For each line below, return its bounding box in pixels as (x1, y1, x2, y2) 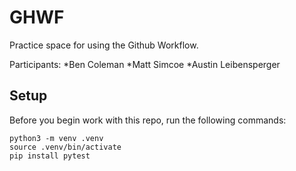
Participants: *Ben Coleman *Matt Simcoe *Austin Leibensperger (9, 58, 281, 70)
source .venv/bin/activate (9, 142, 122, 152)
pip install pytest (9, 151, 91, 161)
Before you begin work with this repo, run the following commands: (9, 114, 287, 126)
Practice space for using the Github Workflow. (9, 39, 199, 51)
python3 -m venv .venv (9, 133, 104, 143)
